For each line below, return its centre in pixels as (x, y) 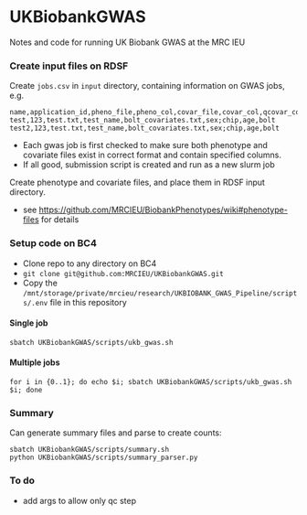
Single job (29, 323)
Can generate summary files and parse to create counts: (116, 433)
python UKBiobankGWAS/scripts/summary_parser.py (104, 458)
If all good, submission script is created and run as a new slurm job (149, 165)
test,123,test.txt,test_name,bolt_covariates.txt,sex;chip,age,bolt (143, 121)
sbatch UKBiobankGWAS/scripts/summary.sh (90, 450)
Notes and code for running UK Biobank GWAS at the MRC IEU (127, 42)
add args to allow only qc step (79, 500)
